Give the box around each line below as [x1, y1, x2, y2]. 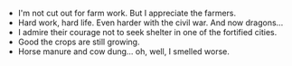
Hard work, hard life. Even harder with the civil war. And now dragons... [17, 17, 284, 28]
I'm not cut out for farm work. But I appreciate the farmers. [17, 8, 237, 18]
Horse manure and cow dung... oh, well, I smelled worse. [17, 46, 231, 57]
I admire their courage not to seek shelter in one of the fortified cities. [17, 27, 278, 37]
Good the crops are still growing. [17, 36, 140, 47]
